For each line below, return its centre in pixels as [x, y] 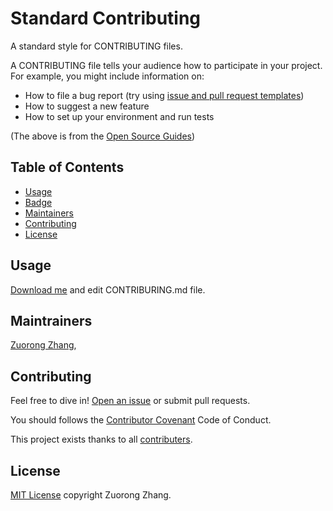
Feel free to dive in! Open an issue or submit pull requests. [130, 401]
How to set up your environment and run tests [119, 116]
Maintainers [49, 213]
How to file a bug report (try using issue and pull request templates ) [164, 95]
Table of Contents [67, 167]
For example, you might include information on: [107, 76]
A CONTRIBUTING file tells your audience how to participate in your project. [166, 65]
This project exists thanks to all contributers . [101, 439]
